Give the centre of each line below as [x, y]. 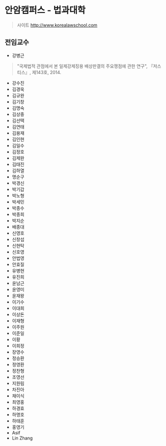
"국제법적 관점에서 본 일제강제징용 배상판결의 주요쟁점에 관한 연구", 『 [85, 66]
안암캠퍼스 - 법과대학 [45, 10]
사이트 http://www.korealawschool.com [57, 25]
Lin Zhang [22, 438]
